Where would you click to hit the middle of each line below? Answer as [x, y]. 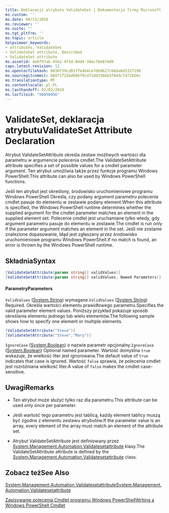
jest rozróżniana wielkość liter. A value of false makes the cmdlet [72, 366]
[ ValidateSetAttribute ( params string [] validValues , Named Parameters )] [83, 277]
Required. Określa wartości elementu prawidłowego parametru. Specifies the [84, 305]
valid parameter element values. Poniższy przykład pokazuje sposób [76, 311]
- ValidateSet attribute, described [44, 52]
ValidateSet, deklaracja [55, 119]
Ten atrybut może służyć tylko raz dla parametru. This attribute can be [85, 400]
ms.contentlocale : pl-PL [31, 85]
